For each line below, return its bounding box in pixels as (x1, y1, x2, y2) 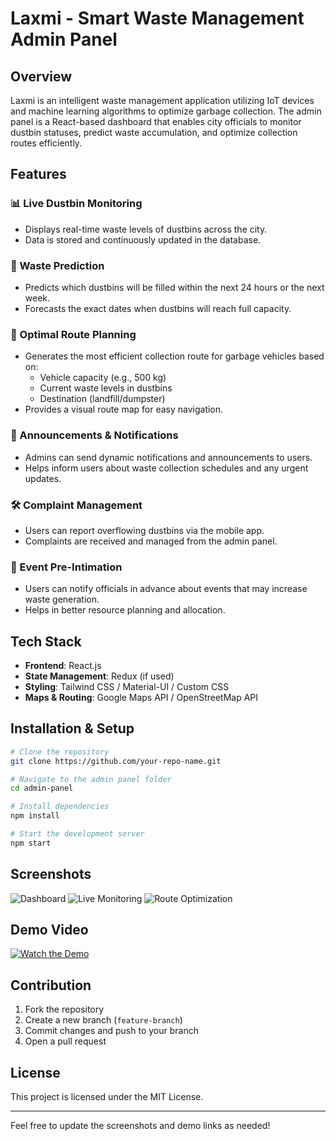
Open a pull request (24, 1035, 107, 1047)
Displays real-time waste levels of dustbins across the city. (24, 223, 268, 235)
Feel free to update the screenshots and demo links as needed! (10, 1120, 271, 1132)
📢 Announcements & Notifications (10, 428, 179, 442)
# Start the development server (10, 829, 145, 839)
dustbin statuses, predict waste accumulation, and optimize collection (10, 127, 298, 138)
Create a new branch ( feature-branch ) (24, 1014, 183, 1026)
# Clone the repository (10, 747, 110, 757)
